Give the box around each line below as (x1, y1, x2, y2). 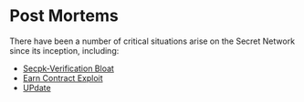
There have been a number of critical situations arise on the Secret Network (9, 36, 295, 46)
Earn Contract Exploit (22, 72, 103, 83)
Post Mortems (9, 5, 119, 26)
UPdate (22, 82, 52, 93)
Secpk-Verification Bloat (22, 63, 114, 74)
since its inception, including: (9, 45, 120, 56)
